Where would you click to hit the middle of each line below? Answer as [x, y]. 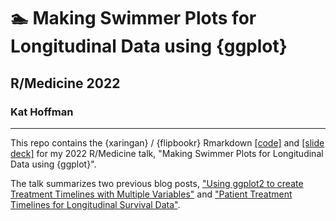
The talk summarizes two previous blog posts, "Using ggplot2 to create [157, 183]
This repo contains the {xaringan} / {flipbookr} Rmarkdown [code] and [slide [167, 142]
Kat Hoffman [42, 112]
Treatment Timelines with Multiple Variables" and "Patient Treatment [151, 194]
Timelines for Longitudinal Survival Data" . [95, 204]
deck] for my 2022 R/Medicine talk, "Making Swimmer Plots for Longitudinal [167, 153]
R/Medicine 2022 [65, 83]
